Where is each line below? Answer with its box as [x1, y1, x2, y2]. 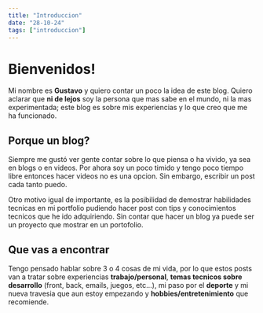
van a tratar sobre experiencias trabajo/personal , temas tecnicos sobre [8, 272, 243, 282]
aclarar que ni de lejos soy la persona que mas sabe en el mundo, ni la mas [8, 94, 252, 104]
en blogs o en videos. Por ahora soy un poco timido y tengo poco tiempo [8, 163, 244, 173]
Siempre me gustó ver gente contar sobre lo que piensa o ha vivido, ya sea [8, 155, 251, 164]
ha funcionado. [8, 111, 57, 120]
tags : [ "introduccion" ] [8, 26, 86, 34]
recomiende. [8, 296, 49, 307]
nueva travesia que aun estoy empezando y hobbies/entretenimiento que [8, 289, 249, 298]
